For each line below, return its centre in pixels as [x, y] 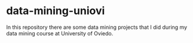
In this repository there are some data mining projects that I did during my [97, 27]
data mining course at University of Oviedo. [60, 33]
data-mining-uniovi [56, 11]
